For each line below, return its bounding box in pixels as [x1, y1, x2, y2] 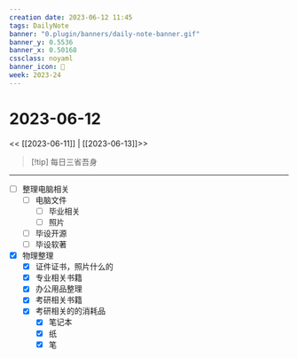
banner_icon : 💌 [9, 63, 66, 72]
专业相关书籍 [35, 272, 82, 284]
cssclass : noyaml [9, 54, 74, 63]
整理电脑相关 [21, 183, 69, 194]
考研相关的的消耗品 [35, 306, 106, 316]
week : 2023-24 [9, 71, 62, 80]
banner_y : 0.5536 [9, 37, 74, 47]
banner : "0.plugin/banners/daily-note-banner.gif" [9, 29, 200, 38]
